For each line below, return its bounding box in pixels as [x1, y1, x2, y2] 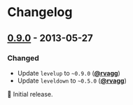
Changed [7, 53, 40, 63]
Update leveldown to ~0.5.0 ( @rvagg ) [17, 76, 127, 85]
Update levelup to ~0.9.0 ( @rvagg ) [17, 69, 120, 77]
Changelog [7, 4, 73, 20]
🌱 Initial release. [7, 90, 54, 98]
